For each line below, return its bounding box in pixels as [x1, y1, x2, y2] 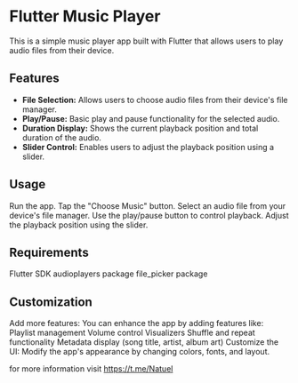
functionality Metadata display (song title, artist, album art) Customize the [9, 337, 278, 347]
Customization [9, 294, 93, 309]
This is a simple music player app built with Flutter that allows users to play [9, 36, 284, 46]
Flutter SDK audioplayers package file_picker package [9, 268, 208, 279]
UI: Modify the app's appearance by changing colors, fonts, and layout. [9, 347, 270, 357]
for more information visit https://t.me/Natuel [9, 363, 173, 374]
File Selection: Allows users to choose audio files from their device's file [21, 94, 288, 105]
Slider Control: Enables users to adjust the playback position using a [21, 141, 274, 152]
